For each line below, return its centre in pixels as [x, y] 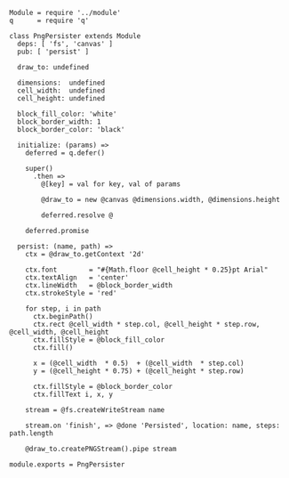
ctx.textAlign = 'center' [77, 278]
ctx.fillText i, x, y [73, 394]
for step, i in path [63, 309]
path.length [31, 433]
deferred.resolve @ [77, 215]
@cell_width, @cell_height [59, 332]
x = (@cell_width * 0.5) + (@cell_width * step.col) [138, 363]
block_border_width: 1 [59, 122]
